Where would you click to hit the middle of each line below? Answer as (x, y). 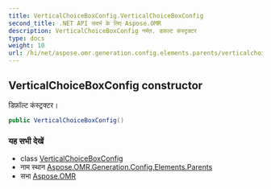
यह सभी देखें (26, 141)
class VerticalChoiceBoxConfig (71, 158)
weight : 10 (27, 46)
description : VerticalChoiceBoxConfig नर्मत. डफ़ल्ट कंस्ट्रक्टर (102, 31)
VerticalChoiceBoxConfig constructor (106, 86)
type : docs (27, 38)
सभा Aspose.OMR (48, 176)
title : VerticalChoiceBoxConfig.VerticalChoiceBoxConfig (106, 16)
